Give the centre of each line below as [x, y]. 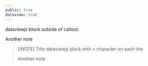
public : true [19, 10]
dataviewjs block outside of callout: [42, 29]
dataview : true [21, 15]
